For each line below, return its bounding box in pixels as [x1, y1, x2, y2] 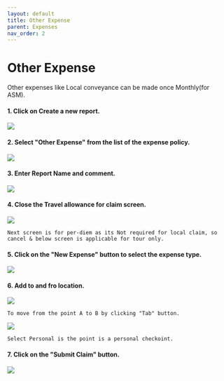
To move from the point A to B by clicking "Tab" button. [7, 310, 180, 317]
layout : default [7, 10, 55, 18]
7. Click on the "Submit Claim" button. [7, 350, 120, 359]
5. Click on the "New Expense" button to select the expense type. [7, 250, 202, 258]
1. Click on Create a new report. [7, 107, 100, 115]
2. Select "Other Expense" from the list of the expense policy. [7, 138, 190, 146]
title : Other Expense [7, 17, 71, 24]
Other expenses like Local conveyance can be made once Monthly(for [7, 83, 210, 92]
